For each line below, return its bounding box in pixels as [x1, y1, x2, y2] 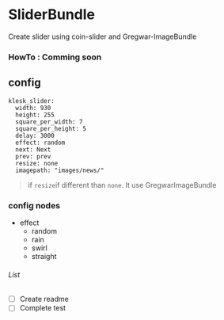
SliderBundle [8, 6, 95, 24]
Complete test [19, 303, 66, 313]
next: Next [15, 145, 51, 154]
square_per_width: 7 [15, 117, 83, 126]
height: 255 [15, 111, 55, 119]
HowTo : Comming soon [8, 51, 102, 63]
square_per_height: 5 [15, 124, 87, 132]
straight [31, 251, 57, 261]
